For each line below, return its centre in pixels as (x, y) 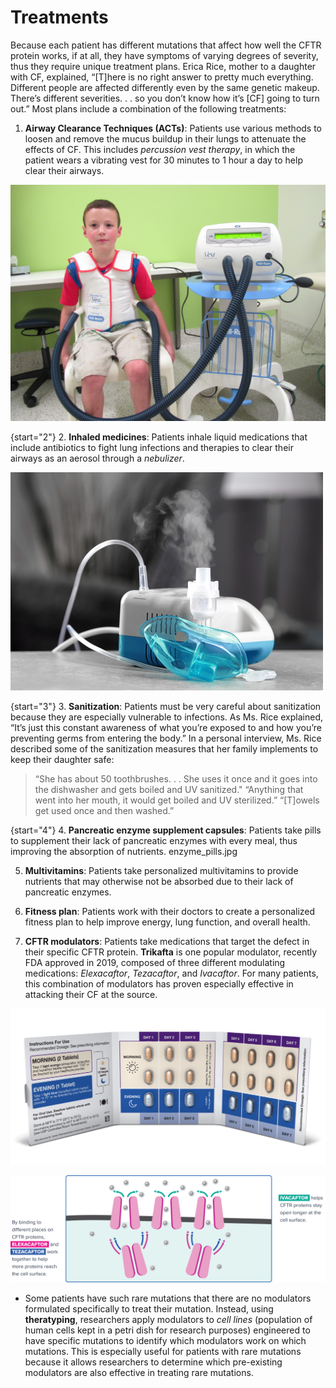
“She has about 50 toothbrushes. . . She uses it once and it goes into (176, 778)
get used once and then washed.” (104, 810)
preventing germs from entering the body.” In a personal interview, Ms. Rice (166, 738)
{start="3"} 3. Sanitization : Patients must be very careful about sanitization (166, 706)
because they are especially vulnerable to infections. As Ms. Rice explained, (167, 717)
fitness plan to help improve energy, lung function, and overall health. (167, 922)
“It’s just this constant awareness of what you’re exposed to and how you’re (166, 727)
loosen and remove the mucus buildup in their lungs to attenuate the (165, 138)
